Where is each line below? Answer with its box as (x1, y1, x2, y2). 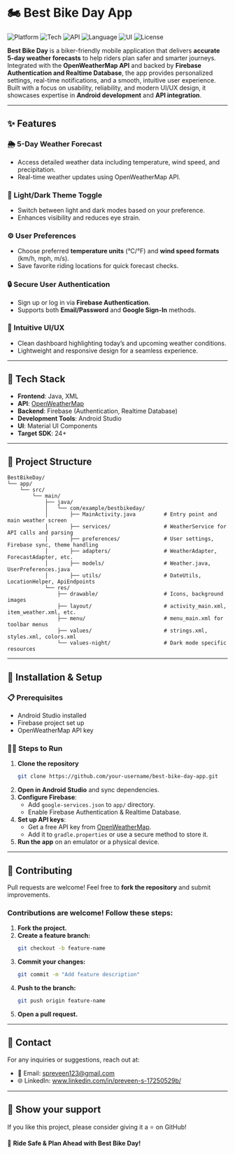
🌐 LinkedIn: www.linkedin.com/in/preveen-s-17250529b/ (17, 1076, 182, 1085)
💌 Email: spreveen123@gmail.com (17, 1069, 115, 1077)
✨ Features (7, 118, 57, 129)
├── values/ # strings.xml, (57, 627, 208, 635)
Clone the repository (17, 759, 79, 768)
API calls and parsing (7, 529, 73, 537)
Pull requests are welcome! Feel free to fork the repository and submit (7, 883, 211, 892)
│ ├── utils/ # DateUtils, (44, 572, 201, 579)
